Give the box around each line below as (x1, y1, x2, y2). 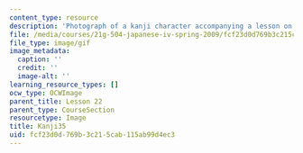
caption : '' (17, 55, 63, 64)
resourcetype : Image (9, 113, 87, 122)
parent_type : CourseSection (9, 105, 115, 114)
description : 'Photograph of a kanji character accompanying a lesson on (9, 22, 293, 31)
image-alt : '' (17, 72, 70, 81)
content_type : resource (9, 13, 99, 22)
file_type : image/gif (9, 38, 91, 48)
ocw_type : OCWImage (9, 88, 83, 97)
